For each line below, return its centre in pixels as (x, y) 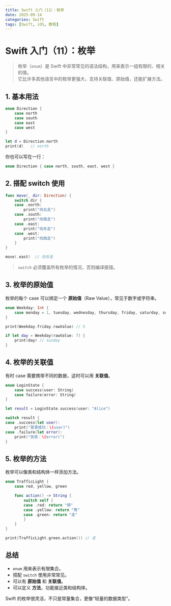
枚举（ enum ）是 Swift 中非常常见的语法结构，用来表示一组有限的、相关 (91, 66)
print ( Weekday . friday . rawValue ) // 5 (45, 326)
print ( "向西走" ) (40, 238)
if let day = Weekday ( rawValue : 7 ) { (45, 336)
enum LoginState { (25, 385)
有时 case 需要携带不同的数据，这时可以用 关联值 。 (59, 375)
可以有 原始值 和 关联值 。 (39, 581)
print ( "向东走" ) (40, 229)
